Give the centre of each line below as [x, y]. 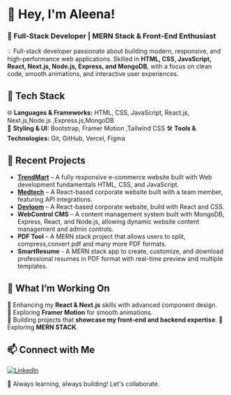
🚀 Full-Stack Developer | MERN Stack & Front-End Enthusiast [112, 36]
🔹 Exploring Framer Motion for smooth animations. [80, 312]
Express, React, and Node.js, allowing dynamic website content [108, 222]
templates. [32, 266]
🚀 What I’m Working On [58, 288]
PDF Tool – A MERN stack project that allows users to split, [101, 237]
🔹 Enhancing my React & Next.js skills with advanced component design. [112, 305]
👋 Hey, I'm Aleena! [61, 14]
